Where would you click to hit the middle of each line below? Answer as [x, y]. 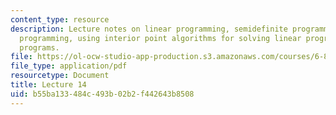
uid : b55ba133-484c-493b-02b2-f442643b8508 [102, 94]
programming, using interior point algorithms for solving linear [160, 38]
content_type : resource [60, 19]
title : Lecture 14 [48, 85]
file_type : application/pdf [69, 66]
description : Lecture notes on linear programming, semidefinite [149, 29]
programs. [39, 47]
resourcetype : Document [60, 76]
